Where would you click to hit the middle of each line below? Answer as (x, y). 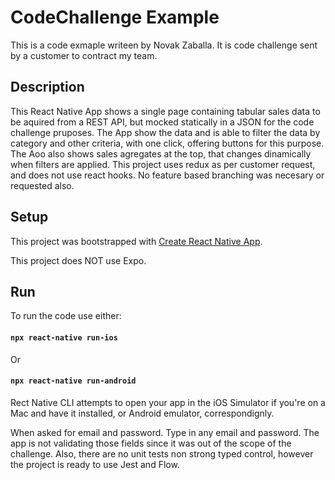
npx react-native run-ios (64, 337)
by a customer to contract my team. (84, 55)
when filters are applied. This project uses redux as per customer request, (163, 164)
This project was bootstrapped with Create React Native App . (136, 241)
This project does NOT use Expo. (78, 260)
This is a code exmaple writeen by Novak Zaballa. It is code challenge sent (164, 45)
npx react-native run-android (73, 381)
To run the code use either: (66, 316)
